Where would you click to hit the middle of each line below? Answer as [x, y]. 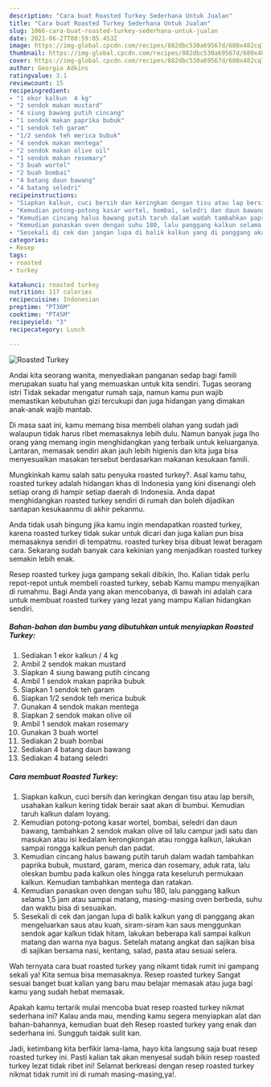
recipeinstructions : [44, 195]
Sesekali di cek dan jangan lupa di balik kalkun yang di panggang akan [138, 916]
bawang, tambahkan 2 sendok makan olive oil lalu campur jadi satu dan [139, 831]
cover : [20, 61]
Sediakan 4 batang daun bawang [76, 750]
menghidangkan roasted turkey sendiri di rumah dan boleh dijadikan [122, 500]
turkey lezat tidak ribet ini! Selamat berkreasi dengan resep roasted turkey [132, 1066]
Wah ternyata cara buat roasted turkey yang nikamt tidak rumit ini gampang [134, 966]
